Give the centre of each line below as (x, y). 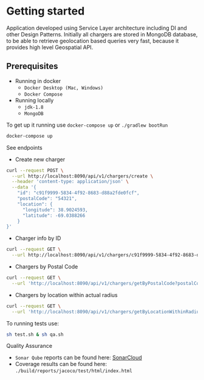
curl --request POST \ (35, 170)
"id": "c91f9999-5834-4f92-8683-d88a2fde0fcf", (78, 193)
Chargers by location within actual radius (66, 295)
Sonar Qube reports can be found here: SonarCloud (79, 358)
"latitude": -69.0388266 (54, 215)
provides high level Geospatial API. (50, 47)
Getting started (46, 11)
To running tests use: (33, 323)
